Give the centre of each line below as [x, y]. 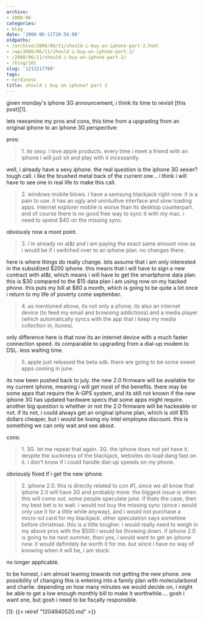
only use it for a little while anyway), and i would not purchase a [101, 511]
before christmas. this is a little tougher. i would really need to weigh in [110, 525]
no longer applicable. [33, 562]
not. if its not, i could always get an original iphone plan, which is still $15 [97, 412]
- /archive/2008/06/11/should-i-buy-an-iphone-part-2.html [83, 46]
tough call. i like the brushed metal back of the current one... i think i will [97, 176]
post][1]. [17, 109]
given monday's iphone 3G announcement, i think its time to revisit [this [96, 103]
